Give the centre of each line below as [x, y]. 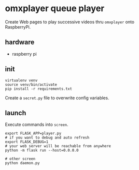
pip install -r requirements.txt [39, 89]
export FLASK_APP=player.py [33, 134]
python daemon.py [22, 163]
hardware [20, 42]
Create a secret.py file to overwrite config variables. [57, 98]
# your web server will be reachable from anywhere [58, 146]
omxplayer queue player [55, 8]
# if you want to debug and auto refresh [47, 138]
